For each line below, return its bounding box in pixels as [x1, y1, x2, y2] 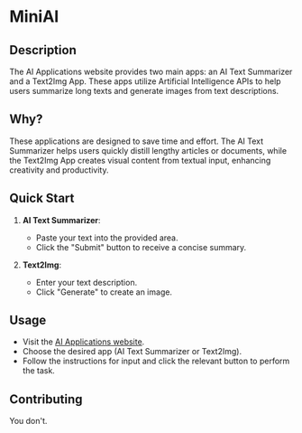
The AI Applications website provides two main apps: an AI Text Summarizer [9, 66, 293, 77]
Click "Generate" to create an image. [35, 287, 173, 297]
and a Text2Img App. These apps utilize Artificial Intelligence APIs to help [9, 76, 281, 87]
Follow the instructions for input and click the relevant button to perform [22, 355, 290, 367]
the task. [22, 365, 56, 376]
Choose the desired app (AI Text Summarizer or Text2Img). [22, 346, 242, 357]
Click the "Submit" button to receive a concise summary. [35, 241, 247, 252]
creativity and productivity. [9, 165, 109, 175]
